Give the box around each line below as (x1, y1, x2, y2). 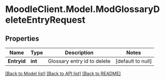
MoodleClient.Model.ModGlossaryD (5, 4, 160, 15)
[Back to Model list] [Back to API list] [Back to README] (5, 70, 121, 76)
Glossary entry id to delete (47, 58, 111, 64)
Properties (5, 34, 39, 43)
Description (65, 49, 94, 56)
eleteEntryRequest (5, 14, 86, 26)
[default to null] (115, 58, 152, 64)
